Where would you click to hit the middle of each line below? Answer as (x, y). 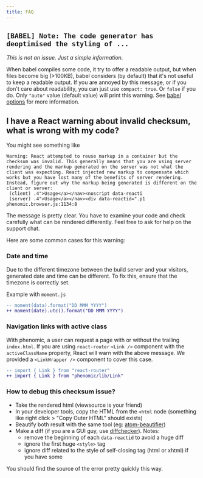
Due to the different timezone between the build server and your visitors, (97, 269)
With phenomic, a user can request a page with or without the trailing (93, 340)
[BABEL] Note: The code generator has (80, 36)
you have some (43, 457)
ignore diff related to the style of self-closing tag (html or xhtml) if (106, 450)
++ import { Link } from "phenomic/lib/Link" (65, 376)
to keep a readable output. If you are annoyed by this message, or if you (96, 82)
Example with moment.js (36, 294)
